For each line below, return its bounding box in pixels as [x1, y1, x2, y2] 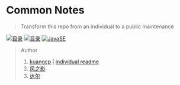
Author [20, 46, 38, 53]
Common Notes [6, 4, 85, 17]
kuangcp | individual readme [29, 58, 99, 65]
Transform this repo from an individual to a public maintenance [20, 23, 174, 30]
